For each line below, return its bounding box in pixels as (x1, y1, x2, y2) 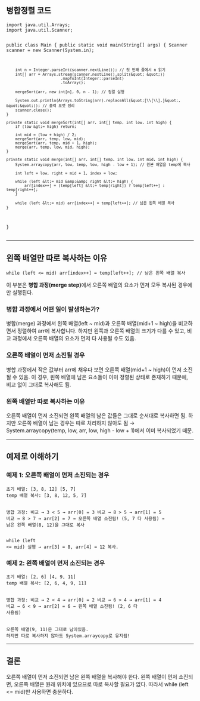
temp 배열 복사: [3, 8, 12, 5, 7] (6, 492, 87, 499)
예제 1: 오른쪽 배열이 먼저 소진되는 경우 (6, 471, 110, 479)
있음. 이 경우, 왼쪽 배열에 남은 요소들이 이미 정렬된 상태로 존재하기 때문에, (18, 373, 189, 380)
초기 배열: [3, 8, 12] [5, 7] (6, 486, 76, 492)
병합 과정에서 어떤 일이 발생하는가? (6, 305, 100, 313)
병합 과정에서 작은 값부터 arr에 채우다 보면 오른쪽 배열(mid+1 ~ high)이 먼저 (6, 366, 182, 373)
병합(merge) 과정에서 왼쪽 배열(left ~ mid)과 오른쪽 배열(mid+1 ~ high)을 (6, 320, 177, 327)
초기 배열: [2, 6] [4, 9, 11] (6, 574, 76, 580)
